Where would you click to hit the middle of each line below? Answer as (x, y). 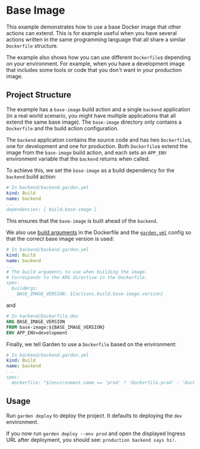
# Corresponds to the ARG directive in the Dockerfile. (77, 277)
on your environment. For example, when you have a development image (96, 64)
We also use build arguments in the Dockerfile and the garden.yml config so (99, 233)
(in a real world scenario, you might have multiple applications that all (91, 115)
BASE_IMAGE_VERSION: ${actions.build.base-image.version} (90, 294)
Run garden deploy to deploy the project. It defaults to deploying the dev (94, 415)
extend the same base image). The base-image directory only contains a (94, 122)
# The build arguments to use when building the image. (77, 272)
